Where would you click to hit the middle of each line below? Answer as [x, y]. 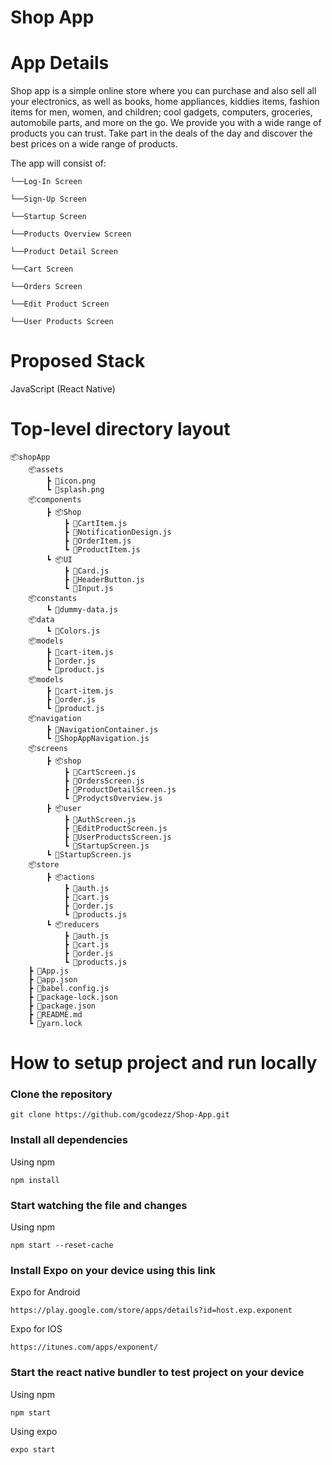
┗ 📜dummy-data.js [82, 610]
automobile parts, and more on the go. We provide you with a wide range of [166, 123]
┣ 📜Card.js [86, 571]
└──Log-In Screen [46, 182]
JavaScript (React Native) [63, 389]
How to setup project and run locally [164, 1063]
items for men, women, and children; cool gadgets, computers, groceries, [161, 112]
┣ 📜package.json [62, 1006]
